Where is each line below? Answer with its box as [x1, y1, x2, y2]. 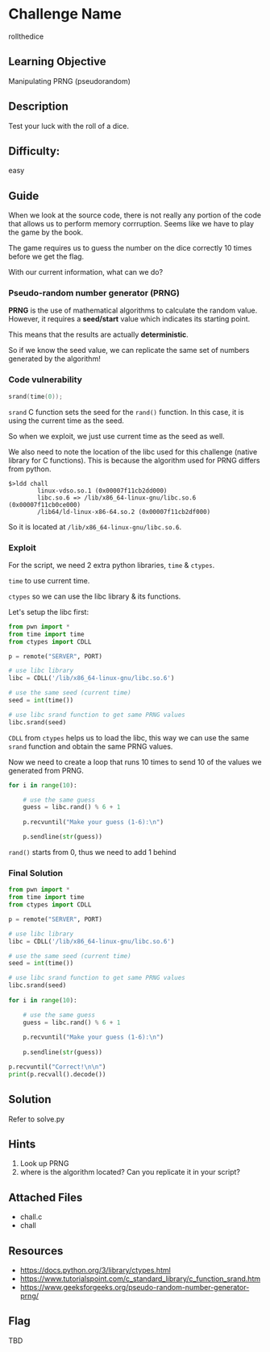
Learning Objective [8, 55, 106, 68]
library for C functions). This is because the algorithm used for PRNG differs [8, 455, 260, 465]
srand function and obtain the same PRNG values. [8, 741, 173, 751]
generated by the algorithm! [8, 354, 101, 363]
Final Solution [8, 867, 64, 878]
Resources [8, 1244, 64, 1258]
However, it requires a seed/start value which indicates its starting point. [8, 314, 251, 324]
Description [8, 100, 69, 114]
